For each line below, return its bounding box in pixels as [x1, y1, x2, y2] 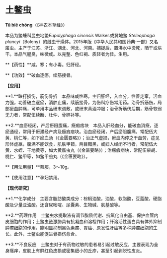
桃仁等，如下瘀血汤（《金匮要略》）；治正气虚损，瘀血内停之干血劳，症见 [13, 134, 160, 140]
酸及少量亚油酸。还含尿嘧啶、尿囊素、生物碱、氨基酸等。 [5, 201, 123, 207]
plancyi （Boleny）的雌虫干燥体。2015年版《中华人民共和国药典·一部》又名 [5, 38, 159, 45]
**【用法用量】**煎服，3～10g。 [5, 164, 72, 170]
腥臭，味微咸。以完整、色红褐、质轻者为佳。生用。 [26, 51, 132, 57]
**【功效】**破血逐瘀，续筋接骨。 [5, 72, 76, 78]
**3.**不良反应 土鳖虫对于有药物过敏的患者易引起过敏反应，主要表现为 [5, 241, 154, 247]
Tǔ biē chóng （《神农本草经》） [5, 22, 68, 28]
